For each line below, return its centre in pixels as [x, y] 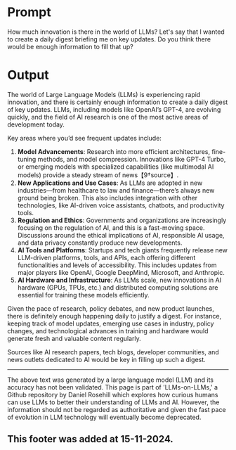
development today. [36, 124]
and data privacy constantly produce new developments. [100, 243]
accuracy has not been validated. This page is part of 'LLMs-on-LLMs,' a [113, 387]
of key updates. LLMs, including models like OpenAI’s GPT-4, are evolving [114, 109]
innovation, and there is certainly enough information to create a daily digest [118, 102]
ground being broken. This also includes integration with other [107, 198]
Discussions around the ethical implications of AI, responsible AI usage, [121, 235]
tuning [27, 159]
